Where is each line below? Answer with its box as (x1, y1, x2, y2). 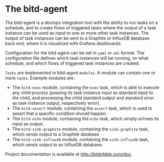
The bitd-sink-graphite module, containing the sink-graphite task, (12, 126, 149, 132)
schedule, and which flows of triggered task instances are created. (5, 60, 140, 66)
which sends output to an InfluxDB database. (12, 141, 103, 147)
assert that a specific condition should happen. (12, 110, 107, 116)
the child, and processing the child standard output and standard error (12, 94, 154, 101)
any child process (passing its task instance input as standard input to (12, 90, 153, 95)
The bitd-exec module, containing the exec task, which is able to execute (12, 84, 160, 90)
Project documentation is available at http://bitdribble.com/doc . (5, 151, 133, 157)
